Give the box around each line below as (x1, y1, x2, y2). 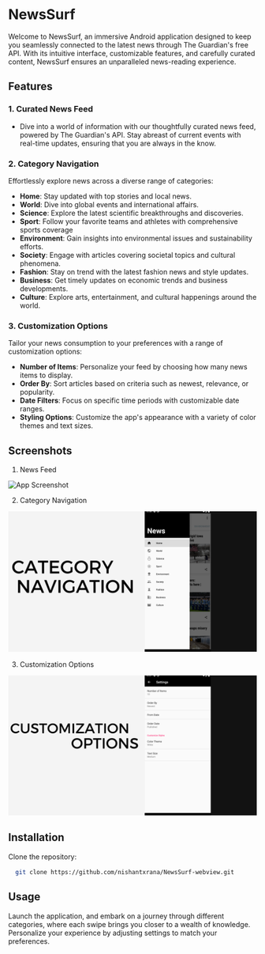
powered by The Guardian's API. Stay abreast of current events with (19, 130, 241, 139)
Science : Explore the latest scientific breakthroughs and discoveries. (19, 208, 244, 218)
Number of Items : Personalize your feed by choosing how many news (19, 362, 248, 372)
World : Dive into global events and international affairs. (19, 199, 200, 209)
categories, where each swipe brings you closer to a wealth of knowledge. (8, 919, 251, 929)
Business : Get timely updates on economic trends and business (19, 275, 228, 285)
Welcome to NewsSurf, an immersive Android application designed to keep (8, 32, 252, 41)
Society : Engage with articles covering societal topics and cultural (19, 250, 236, 259)
